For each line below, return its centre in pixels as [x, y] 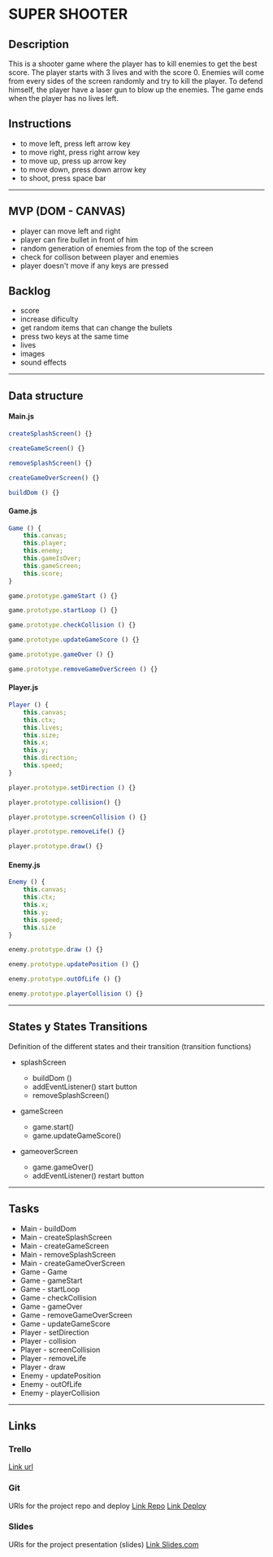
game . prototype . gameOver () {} [61, 655]
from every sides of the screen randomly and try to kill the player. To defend [136, 81]
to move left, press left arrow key [75, 143]
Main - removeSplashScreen [68, 1254]
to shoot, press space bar [63, 178]
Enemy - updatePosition [61, 1375]
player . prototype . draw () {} [56, 846]
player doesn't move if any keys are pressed [94, 265]
